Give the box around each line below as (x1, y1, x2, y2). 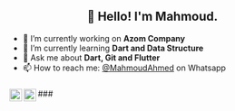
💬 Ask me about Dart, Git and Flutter (22, 51, 161, 63)
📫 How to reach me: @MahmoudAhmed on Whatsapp (22, 62, 227, 73)
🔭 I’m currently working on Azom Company (22, 32, 186, 43)
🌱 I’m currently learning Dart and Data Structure (22, 42, 204, 53)
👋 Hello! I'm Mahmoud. (86, 9, 219, 24)
